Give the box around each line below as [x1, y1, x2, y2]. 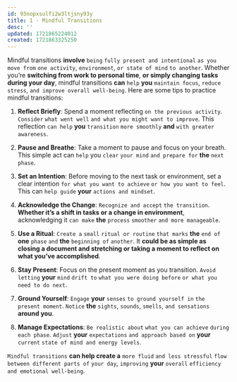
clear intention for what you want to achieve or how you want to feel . [17, 179, 226, 188]
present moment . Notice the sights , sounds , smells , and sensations [17, 302, 210, 311]
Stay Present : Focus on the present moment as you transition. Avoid [17, 265, 217, 274]
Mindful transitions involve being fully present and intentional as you [7, 56, 217, 64]
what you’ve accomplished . [17, 252, 101, 261]
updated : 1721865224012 [7, 30, 78, 37]
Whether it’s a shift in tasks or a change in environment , [17, 208, 185, 217]
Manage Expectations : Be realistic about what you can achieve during [17, 323, 229, 332]
